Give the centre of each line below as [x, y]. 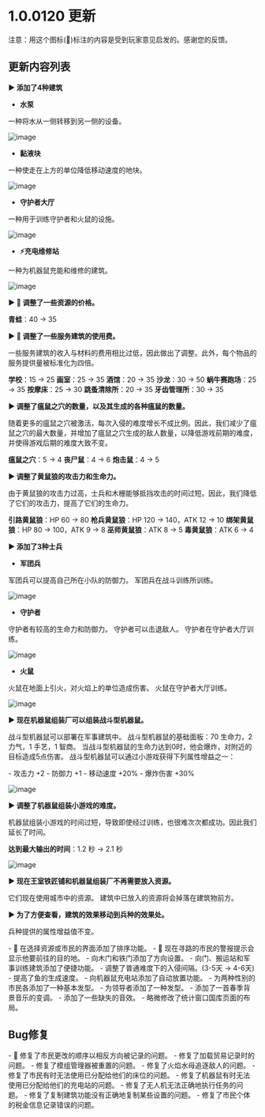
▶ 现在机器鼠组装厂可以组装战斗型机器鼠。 [78, 719]
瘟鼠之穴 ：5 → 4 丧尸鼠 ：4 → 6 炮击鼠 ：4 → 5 [84, 459]
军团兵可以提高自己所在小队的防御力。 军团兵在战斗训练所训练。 [113, 580]
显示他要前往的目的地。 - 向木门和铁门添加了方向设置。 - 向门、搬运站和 [126, 958]
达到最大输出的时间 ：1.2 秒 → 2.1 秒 [66, 849]
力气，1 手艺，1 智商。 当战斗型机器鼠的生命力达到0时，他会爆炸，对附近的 [130, 746]
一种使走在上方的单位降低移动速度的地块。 [77, 170]
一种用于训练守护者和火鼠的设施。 [63, 219]
